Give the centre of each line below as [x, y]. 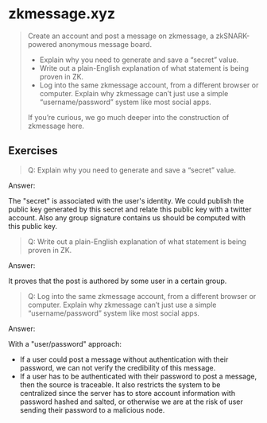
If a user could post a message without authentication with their [124, 359]
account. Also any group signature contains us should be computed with [127, 217]
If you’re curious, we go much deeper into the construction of [128, 117]
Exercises [33, 151]
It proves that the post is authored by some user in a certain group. [118, 281]
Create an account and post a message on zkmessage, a [121, 36]
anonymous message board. [105, 44]
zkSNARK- [233, 36]
